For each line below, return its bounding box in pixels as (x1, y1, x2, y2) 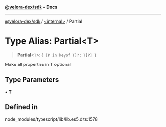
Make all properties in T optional (5, 61, 71, 67)
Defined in (5, 103, 38, 111)
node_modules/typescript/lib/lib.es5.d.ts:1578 (5, 116, 98, 122)
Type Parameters (5, 76, 59, 84)
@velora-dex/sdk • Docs (5, 4, 58, 10)
